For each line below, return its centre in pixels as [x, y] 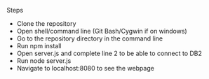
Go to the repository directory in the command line [90, 38]
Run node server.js [44, 61]
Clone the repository [46, 23]
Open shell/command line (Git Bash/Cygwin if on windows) [102, 31]
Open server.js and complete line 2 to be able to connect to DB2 [109, 53]
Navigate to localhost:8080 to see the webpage [86, 68]
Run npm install [39, 46]
